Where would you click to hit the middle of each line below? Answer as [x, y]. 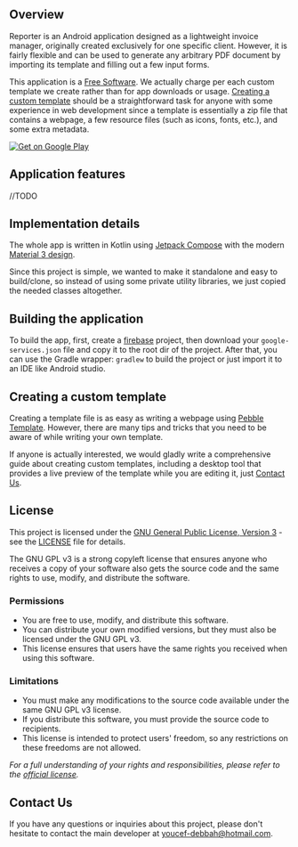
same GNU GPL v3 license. [72, 710]
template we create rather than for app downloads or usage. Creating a [139, 91]
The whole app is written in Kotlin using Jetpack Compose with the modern [147, 245]
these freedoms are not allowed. [81, 748]
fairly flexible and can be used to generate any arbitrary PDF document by [145, 55]
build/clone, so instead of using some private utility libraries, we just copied [148, 281]
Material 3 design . [42, 255]
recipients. [41, 729]
